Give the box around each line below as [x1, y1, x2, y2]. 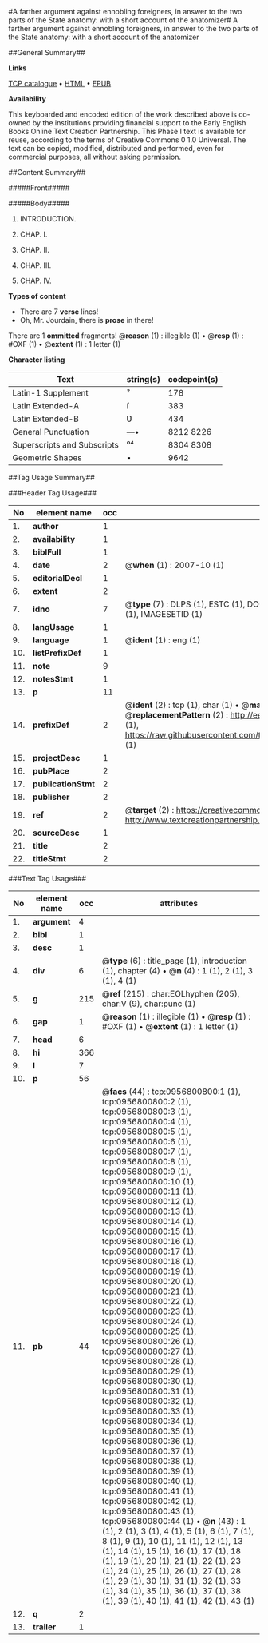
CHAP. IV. [19, 276, 52, 285]
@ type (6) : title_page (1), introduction [102, 955, 247, 966]
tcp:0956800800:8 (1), [102, 1156, 191, 1167]
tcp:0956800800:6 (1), [102, 1136, 191, 1147]
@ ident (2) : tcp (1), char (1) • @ [124, 699, 250, 710]
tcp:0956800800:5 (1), [102, 1126, 191, 1137]
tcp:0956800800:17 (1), [102, 1246, 197, 1257]
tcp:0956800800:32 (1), [102, 1396, 197, 1406]
